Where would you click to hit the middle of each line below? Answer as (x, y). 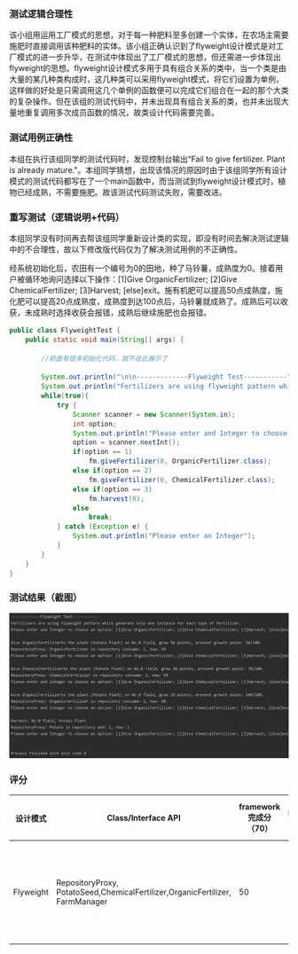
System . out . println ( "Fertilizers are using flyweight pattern (158, 387)
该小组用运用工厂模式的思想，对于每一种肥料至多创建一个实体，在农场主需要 (149, 35)
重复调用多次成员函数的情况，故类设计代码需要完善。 (122, 113)
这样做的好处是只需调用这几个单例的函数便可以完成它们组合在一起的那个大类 (149, 90)
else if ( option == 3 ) (112, 489)
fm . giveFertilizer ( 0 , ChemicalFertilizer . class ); (182, 480)
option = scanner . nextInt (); (126, 442)
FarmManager (82, 901)
